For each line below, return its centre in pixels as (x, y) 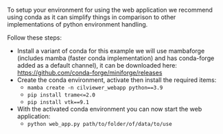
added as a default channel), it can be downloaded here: (97, 65)
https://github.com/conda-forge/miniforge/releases (90, 72)
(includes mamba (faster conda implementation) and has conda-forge (116, 58)
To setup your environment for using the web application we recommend (110, 10)
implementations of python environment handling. (78, 24)
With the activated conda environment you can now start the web (109, 109)
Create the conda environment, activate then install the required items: (117, 80)
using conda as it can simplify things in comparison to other (92, 17)
